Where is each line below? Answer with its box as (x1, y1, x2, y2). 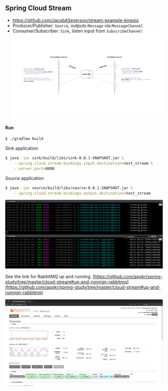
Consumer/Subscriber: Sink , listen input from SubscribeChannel (12, 27, 142, 34)
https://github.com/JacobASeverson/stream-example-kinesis (12, 17, 139, 23)
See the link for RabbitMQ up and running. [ (5, 274, 95, 280)
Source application (5, 175, 44, 181)
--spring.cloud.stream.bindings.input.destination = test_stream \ (14, 161, 153, 166)
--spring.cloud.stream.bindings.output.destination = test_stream (14, 191, 151, 196)
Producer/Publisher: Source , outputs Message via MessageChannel (12, 22, 143, 28)
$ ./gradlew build (5, 136, 43, 141)
